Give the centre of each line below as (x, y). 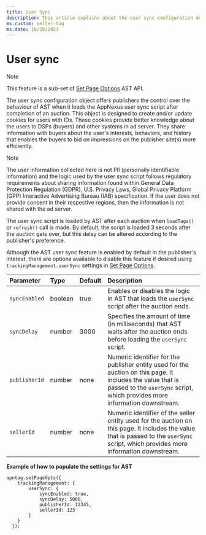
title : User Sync (29, 12)
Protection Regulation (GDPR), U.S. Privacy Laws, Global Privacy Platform (99, 189)
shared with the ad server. (39, 209)
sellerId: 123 (57, 510)
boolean (62, 299)
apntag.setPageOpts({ (34, 478)
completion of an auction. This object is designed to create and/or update (99, 114)
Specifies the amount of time (149, 316)
